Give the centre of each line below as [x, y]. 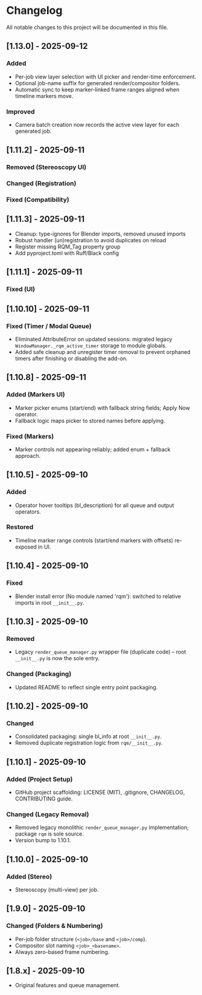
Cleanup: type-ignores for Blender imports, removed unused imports [100, 234]
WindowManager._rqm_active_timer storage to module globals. [91, 346]
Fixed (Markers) [30, 436]
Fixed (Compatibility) [38, 200]
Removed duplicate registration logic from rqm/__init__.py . [89, 743]
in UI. [45, 547]
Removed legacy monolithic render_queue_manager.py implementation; [102, 828]
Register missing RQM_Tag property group [68, 246]
